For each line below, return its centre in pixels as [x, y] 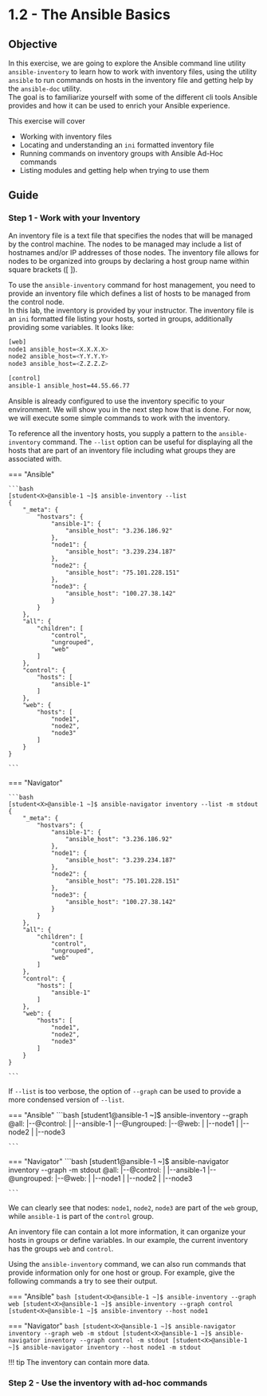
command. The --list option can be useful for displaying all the [148, 442]
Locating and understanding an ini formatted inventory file [117, 145]
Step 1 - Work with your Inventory [75, 218]
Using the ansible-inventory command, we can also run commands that [127, 1264]
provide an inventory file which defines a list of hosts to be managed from [130, 293]
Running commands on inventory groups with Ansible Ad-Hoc [122, 153]
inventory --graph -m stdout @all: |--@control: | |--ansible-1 [107, 1170]
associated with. [35, 458]
